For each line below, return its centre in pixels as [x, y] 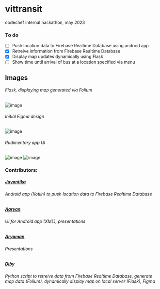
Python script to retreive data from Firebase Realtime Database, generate [79, 276]
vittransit [24, 9]
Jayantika [16, 182]
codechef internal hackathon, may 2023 [45, 22]
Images [16, 78]
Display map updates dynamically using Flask [57, 56]
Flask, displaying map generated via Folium [49, 90]
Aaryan [13, 209]
